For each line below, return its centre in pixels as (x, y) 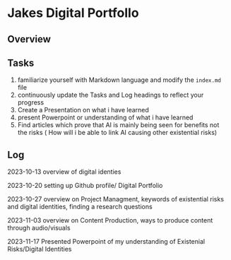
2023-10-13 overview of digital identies (64, 172)
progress (31, 102)
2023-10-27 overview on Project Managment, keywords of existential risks (116, 199)
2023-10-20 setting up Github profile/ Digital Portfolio (85, 186)
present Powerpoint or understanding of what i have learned (105, 117)
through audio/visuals (39, 228)
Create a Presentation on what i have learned (83, 110)
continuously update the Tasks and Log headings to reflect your (111, 95)
